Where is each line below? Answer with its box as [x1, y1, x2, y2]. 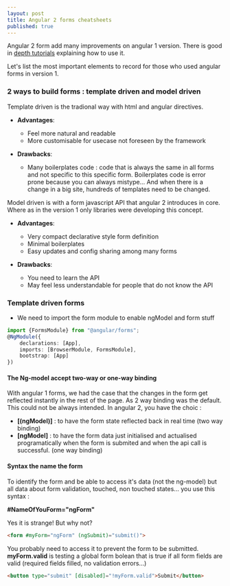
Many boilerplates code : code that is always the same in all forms [27, 163, 214, 171]
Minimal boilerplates [27, 239, 84, 248]
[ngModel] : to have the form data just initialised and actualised [16, 431, 197, 440]
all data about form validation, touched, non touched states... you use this [7, 484, 216, 492]
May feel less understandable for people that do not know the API [27, 281, 214, 289]
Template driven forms [7, 298, 84, 307]
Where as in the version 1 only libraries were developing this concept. [7, 206, 204, 214]
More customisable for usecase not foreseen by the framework [27, 136, 206, 144]
